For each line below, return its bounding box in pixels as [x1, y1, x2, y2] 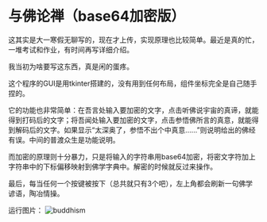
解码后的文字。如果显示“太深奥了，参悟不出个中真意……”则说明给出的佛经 [14, 124, 256, 135]
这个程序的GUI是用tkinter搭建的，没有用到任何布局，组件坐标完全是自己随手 [8, 78, 257, 88]
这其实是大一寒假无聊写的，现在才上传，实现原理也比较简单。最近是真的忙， [8, 35, 259, 44]
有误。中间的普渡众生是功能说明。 [8, 135, 120, 144]
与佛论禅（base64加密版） [8, 7, 185, 25]
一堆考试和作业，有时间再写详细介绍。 [8, 44, 133, 54]
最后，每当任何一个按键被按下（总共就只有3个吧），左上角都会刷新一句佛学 [8, 178, 253, 188]
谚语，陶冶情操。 [8, 188, 64, 198]
